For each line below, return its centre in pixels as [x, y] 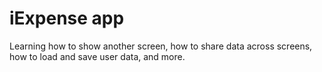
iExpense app [67, 18]
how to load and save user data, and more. [97, 56]
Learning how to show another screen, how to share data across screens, [161, 46]
